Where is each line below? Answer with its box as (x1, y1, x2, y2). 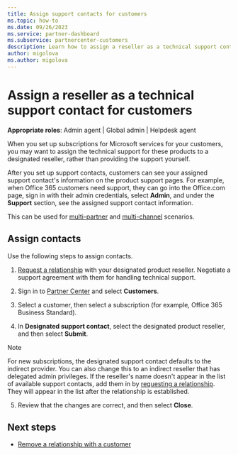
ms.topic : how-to (7, 17, 59, 24)
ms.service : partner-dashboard (7, 30, 100, 38)
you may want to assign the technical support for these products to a (7, 147, 209, 155)
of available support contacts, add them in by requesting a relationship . (7, 379, 215, 388)
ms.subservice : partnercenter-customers (7, 37, 129, 44)
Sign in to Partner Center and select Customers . (17, 287, 159, 295)
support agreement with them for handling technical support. (17, 273, 196, 281)
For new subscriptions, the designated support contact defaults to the (7, 356, 212, 366)
